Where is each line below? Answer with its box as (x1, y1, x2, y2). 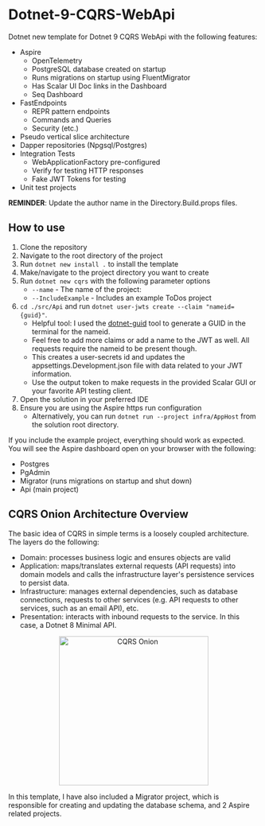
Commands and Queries (31, 115, 111, 124)
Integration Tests (19, 149, 76, 158)
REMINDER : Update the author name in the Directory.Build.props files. (8, 197, 238, 208)
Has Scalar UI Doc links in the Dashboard (31, 81, 167, 91)
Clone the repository (19, 242, 88, 251)
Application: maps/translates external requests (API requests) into (19, 561, 236, 571)
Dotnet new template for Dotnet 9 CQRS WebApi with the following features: (8, 32, 258, 41)
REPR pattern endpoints (31, 106, 110, 116)
